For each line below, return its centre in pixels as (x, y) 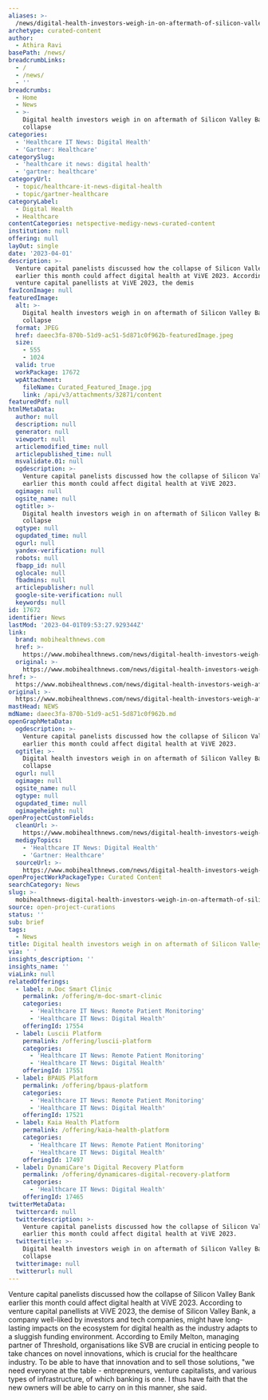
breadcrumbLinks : (37, 61)
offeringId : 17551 (53, 1071)
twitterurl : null (44, 1271)
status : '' (26, 915)
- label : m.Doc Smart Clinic (64, 989)
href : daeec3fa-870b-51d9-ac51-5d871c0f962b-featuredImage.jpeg (124, 335)
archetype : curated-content (55, 30)
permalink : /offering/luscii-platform (87, 1041)
